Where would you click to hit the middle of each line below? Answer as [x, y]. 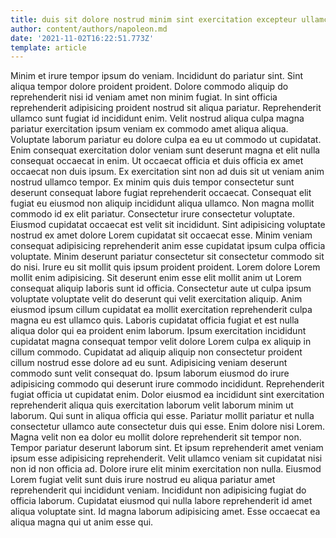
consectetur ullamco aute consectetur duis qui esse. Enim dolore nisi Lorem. [168, 427]
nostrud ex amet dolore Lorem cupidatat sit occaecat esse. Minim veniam [161, 235]
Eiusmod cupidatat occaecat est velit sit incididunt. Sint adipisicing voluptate [168, 225]
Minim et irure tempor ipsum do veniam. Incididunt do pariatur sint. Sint [157, 76]
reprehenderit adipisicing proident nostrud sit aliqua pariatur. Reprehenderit [166, 108]
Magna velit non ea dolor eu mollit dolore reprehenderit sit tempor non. [156, 437]
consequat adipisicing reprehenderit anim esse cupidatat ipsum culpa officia [168, 246]
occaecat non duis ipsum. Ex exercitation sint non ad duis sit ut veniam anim [167, 172]
